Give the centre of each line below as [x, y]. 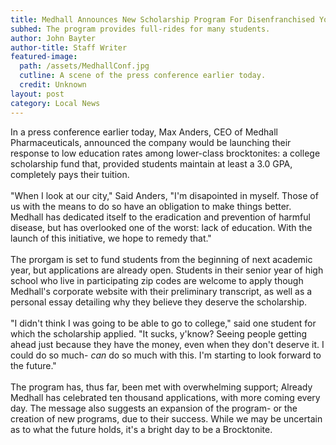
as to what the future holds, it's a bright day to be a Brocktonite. [141, 429]
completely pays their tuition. [70, 174]
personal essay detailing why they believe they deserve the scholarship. [159, 302]
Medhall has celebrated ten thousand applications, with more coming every [165, 397]
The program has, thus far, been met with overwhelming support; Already [161, 387]
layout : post [37, 94]
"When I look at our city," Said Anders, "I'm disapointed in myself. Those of [164, 195]
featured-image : [44, 57]
